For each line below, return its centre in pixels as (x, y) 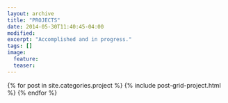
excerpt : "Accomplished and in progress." (70, 40)
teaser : (25, 65)
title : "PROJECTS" (34, 20)
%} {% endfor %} (32, 93)
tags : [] (20, 46)
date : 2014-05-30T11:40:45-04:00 (56, 26)
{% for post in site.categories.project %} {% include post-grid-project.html (114, 85)
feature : (26, 59)
